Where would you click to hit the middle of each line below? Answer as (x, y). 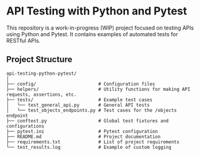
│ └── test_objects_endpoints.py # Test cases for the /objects (92, 110)
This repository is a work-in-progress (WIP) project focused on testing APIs (100, 28)
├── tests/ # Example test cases (79, 100)
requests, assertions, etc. (42, 95)
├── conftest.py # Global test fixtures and (88, 121)
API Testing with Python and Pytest (97, 11)
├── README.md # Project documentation (84, 137)
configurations (25, 126)
